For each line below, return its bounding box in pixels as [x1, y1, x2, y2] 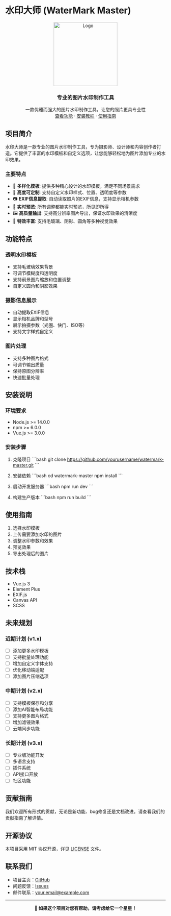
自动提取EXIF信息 [12, 309, 49, 315]
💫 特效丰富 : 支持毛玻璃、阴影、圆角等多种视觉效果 [12, 218, 118, 225]
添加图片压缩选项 [12, 673, 49, 679]
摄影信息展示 [5, 296, 37, 304]
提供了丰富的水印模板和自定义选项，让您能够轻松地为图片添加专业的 [18, 150, 161, 156]
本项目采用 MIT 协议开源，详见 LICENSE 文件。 [5, 846, 104, 852]
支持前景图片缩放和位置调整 [12, 277, 71, 283]
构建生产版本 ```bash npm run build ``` [12, 494, 92, 500]
